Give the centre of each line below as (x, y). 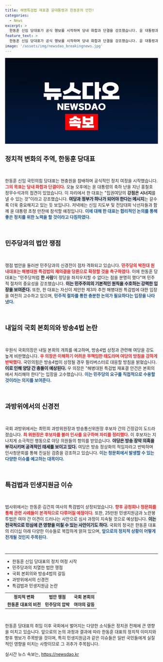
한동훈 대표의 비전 (24, 605)
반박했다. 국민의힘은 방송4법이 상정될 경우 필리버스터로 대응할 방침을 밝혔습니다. (81, 362)
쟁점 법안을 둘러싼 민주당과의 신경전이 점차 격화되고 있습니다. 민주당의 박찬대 (77, 265)
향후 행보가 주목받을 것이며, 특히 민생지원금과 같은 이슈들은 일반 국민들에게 (76, 638)
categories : (17, 15)
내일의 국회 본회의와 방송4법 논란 (51, 328)
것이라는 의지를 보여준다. (28, 380)
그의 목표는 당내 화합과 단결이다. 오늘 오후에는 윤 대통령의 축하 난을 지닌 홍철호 (79, 187)
